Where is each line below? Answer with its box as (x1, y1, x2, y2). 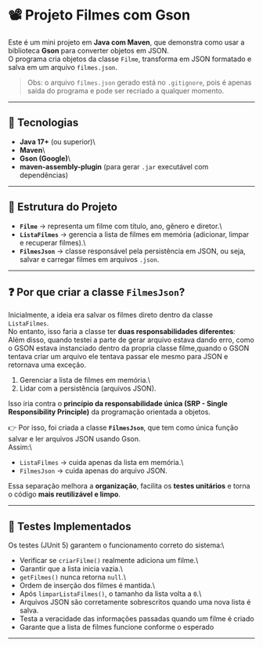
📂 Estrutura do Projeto (8, 201, 117, 214)
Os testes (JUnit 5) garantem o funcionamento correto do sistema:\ (8, 540, 225, 550)
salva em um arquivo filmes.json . (8, 62, 118, 71)
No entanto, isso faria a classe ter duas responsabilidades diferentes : (8, 327, 236, 336)
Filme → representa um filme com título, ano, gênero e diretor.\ (19, 221, 222, 231)
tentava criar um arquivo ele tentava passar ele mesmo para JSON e (8, 352, 229, 362)
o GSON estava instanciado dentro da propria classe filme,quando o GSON (8, 343, 250, 353)
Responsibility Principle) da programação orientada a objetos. (8, 407, 211, 416)
